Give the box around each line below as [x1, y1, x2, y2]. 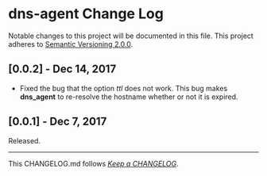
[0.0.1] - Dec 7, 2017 [8, 115, 107, 128]
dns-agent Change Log [8, 5, 164, 23]
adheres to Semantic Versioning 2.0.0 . [8, 39, 133, 48]
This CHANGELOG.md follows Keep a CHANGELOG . [8, 159, 179, 168]
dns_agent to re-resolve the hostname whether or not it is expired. [19, 92, 238, 101]
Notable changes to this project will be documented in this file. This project [8, 31, 254, 40]
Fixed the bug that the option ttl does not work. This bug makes [19, 83, 228, 93]
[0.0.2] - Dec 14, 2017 [8, 63, 117, 76]
